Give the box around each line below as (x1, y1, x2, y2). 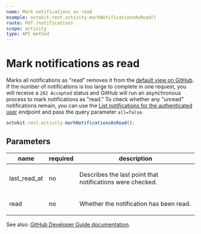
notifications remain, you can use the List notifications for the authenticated (6, 102, 193, 110)
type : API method (6, 31, 50, 37)
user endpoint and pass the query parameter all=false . (6, 108, 144, 116)
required (48, 154, 74, 162)
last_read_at (9, 174, 43, 183)
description (118, 154, 153, 162)
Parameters (6, 136, 51, 147)
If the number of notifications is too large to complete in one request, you (6, 83, 187, 90)
